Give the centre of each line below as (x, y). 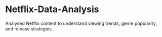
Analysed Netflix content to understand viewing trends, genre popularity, (81, 23)
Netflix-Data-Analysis (52, 9)
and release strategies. (29, 28)
